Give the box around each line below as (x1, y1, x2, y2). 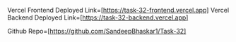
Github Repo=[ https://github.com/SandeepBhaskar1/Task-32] (7, 27, 187, 35)
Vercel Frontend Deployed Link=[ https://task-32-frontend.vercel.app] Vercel (7, 6, 230, 14)
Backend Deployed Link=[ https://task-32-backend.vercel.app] (7, 13, 189, 22)
